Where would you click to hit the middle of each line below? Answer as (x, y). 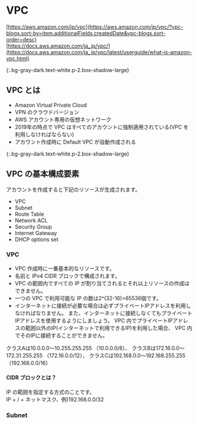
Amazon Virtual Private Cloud (51, 105)
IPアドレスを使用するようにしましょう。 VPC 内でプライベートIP (94, 320)
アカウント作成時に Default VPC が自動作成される (75, 142)
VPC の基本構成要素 (43, 174)
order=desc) (21, 39)
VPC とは (23, 90)
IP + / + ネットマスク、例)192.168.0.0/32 (55, 400)
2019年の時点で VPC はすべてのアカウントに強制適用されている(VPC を (102, 127)
